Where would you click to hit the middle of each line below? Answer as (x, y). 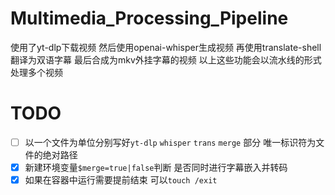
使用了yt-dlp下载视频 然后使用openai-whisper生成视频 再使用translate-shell (166, 47)
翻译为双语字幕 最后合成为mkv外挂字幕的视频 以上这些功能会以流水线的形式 (166, 59)
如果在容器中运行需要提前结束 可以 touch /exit (121, 180)
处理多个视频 (36, 72)
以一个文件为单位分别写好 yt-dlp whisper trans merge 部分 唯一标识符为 (170, 142)
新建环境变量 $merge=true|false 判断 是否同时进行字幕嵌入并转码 (156, 167)
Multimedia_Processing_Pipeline (149, 18)
